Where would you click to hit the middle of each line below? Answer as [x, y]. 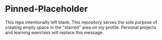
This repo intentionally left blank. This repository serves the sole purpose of [81, 22]
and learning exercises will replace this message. [54, 32]
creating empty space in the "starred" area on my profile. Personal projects [81, 27]
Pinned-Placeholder [47, 9]
